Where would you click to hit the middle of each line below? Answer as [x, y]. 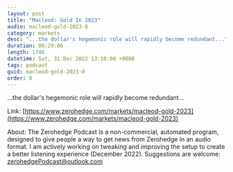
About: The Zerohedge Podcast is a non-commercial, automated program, [113, 132]
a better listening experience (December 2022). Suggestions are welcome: [114, 154]
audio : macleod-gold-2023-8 [48, 26]
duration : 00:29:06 [35, 46]
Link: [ [16, 111]
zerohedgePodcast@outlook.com [55, 162]
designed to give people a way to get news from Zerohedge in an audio [109, 139]
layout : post [26, 14]
